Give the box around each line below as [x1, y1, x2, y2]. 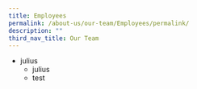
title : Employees [8, 11, 67, 20]
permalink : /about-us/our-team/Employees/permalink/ [8, 19, 190, 27]
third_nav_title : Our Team [8, 34, 99, 42]
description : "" [8, 26, 63, 34]
